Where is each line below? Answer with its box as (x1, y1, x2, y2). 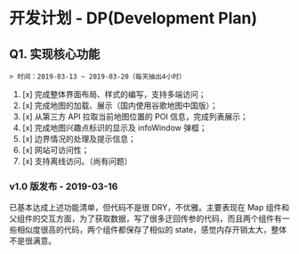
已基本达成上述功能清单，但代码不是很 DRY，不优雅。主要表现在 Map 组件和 (9, 202, 290, 213)
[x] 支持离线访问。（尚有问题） (21, 156, 133, 166)
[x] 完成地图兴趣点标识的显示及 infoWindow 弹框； (21, 122, 207, 133)
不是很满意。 (9, 235, 56, 246)
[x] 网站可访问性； (21, 144, 90, 155)
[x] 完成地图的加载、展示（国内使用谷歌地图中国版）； (21, 100, 218, 111)
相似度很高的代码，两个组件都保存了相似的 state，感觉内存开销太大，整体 (16, 225, 287, 235)
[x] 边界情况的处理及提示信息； (21, 134, 136, 143)
